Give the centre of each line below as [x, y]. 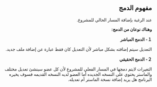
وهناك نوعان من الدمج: [131, 29]
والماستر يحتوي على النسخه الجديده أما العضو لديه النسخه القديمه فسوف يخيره [80, 74]
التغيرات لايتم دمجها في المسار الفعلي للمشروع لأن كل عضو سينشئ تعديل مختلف [78, 69]
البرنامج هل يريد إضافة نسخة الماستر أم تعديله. [110, 79]
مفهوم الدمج [135, 8]
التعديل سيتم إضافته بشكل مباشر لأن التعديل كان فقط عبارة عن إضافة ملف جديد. [79, 49]
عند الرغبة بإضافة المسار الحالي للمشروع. [114, 20]
